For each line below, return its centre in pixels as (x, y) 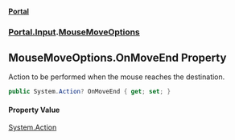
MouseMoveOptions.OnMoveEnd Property (117, 57)
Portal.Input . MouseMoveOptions (74, 32)
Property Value (34, 110)
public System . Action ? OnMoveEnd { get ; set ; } (90, 92)
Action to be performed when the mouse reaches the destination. (117, 77)
